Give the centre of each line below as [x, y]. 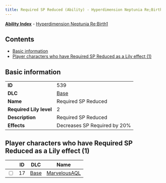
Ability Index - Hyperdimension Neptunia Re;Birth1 [57, 24]
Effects [16, 126]
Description [22, 118]
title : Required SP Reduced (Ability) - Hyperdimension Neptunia [74, 10]
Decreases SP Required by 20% [94, 126]
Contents [20, 39]
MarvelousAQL [63, 173]
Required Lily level [30, 109]
